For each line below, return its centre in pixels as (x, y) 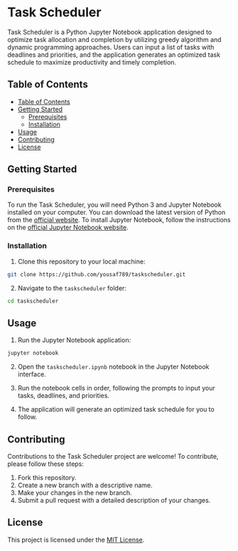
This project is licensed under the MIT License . (76, 540)
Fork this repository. (47, 477)
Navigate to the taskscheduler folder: (72, 288)
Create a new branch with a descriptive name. (85, 485)
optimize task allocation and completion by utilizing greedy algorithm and (114, 39)
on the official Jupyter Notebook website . (68, 227)
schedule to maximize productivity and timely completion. (92, 62)
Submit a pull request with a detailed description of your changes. (114, 500)
